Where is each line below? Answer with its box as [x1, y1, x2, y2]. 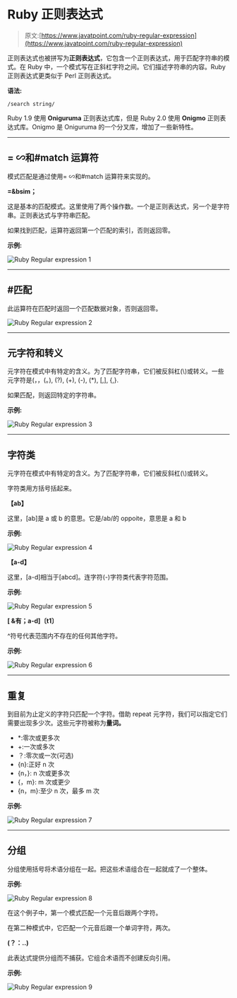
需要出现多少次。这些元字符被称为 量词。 [7, 719, 125, 727]
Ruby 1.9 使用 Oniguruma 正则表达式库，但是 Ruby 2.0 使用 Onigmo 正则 [7, 114, 220, 122]
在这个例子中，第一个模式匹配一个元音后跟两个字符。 [7, 908, 162, 917]
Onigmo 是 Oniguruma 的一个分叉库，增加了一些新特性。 [31, 122, 197, 131]
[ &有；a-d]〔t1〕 [7, 616, 58, 626]
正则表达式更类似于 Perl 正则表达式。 [7, 71, 115, 80]
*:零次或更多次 [17, 734, 60, 742]
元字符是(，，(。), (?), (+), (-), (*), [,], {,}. [7, 376, 119, 384]
